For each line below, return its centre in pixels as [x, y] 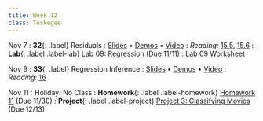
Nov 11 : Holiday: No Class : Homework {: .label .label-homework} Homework [132, 92]
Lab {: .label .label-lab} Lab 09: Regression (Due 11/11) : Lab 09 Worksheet [127, 53]
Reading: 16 [27, 77]
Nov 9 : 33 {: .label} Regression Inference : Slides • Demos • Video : [117, 68]
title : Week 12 [33, 15]
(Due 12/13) [27, 109]
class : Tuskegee [35, 23]
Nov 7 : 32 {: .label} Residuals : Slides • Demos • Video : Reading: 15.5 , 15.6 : [131, 45]
